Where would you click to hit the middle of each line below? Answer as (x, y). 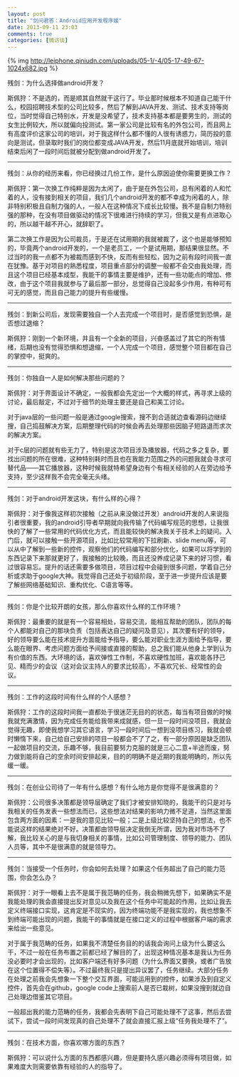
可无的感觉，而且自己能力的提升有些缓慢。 (70, 293)
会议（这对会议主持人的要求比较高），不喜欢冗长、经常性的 (130, 666)
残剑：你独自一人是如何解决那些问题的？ (67, 378)
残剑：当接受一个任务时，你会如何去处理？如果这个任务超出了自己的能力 (113, 868)
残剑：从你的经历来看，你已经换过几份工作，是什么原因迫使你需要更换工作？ (119, 173)
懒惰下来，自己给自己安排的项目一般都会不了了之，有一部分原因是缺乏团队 (122, 739)
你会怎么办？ (38, 878)
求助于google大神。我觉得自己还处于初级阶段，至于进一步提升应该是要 (123, 576)
